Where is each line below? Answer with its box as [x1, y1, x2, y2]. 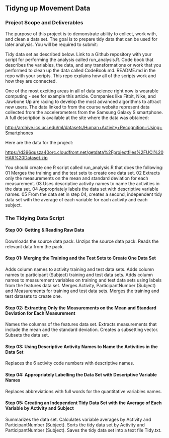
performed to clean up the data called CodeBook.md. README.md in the [5, 67, 156, 73]
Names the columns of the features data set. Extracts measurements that [5, 321, 157, 327]
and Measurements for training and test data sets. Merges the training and [5, 288, 159, 294]
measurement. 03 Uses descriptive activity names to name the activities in [5, 180, 160, 186]
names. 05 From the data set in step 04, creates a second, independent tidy [5, 191, 162, 197]
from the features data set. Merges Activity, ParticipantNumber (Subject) [5, 283, 156, 289]
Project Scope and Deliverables [5, 19, 84, 26]
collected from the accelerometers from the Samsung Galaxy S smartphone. [5, 109, 163, 115]
